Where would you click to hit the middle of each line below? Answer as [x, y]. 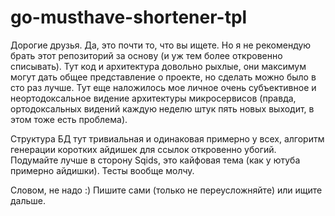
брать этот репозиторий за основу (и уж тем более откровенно [146, 55]
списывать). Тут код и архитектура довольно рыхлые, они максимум [158, 66]
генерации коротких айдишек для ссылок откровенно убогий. [143, 149]
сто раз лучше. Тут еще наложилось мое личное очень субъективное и [163, 87]
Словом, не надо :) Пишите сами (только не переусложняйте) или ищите [166, 190]
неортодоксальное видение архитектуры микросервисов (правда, [153, 98]
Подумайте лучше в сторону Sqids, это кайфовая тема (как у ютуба [155, 160]
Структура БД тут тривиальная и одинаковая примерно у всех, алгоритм [167, 138]
